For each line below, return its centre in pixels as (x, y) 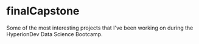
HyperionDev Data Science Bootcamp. (54, 34)
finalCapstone (43, 11)
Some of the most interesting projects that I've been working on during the (100, 28)
